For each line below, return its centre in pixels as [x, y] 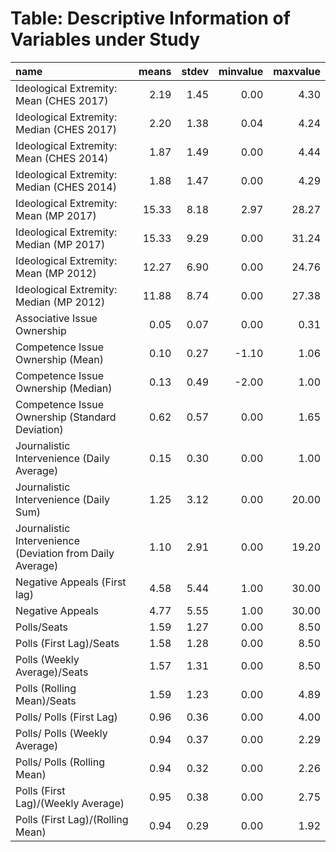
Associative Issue [56, 318]
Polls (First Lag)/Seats [67, 643]
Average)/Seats [52, 672]
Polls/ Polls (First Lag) [66, 717]
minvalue [241, 71]
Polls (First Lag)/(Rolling [72, 819]
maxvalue [297, 71]
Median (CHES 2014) [66, 187]
